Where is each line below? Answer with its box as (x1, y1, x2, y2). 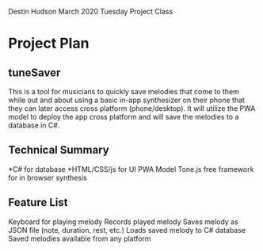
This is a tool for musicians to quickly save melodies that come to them (8, 87, 240, 96)
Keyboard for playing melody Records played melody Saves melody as (8, 217, 239, 226)
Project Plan (8, 35, 90, 52)
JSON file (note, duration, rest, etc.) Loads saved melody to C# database (8, 225, 246, 234)
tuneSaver (8, 66, 61, 79)
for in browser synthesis (8, 173, 87, 182)
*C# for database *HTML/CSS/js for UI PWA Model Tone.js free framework (8, 164, 254, 173)
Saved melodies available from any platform (8, 234, 152, 243)
